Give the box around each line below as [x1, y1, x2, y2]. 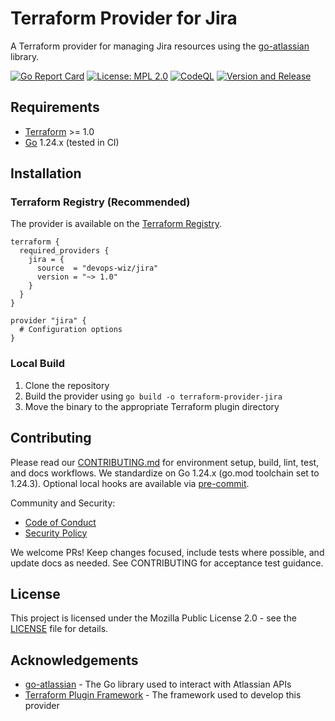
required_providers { [19, 246, 110, 256]
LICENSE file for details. [10, 623, 109, 635]
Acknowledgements [10, 652, 139, 669]
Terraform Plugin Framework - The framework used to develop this [24, 689, 302, 701]
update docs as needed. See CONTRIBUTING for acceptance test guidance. [10, 557, 324, 569]
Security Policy [24, 527, 88, 539]
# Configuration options [19, 325, 123, 335]
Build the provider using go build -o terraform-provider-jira [24, 390, 283, 402]
